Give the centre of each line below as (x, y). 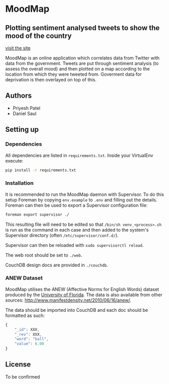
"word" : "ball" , (32, 339)
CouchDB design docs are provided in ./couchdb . (57, 265)
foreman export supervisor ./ (37, 214)
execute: (15, 161)
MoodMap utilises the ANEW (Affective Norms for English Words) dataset (82, 289)
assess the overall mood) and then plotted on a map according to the (78, 69)
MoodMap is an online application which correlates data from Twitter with (82, 58)
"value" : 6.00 (29, 344)
